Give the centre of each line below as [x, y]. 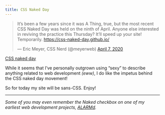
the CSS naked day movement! [36, 78]
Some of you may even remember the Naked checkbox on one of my [75, 102]
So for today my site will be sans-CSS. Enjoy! [51, 88]
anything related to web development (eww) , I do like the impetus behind [79, 73]
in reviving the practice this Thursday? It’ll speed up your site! [79, 34]
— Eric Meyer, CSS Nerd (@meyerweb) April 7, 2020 [70, 49]
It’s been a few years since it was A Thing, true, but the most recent [85, 24]
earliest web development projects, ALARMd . [51, 107]
